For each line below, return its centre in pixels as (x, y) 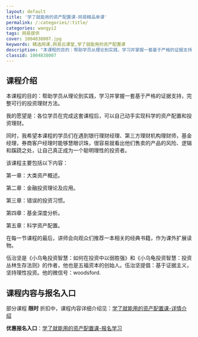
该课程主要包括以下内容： (37, 163)
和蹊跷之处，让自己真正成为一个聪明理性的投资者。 (68, 150)
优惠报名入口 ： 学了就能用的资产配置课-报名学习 (64, 328)
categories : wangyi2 (32, 28)
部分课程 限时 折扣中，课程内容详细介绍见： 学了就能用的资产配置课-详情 (94, 308)
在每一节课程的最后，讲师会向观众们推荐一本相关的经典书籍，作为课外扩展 (96, 238)
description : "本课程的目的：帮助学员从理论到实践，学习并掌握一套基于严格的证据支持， (101, 50)
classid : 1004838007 (32, 55)
